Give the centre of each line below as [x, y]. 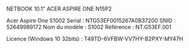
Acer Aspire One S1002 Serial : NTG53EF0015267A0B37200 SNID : [91, 20]
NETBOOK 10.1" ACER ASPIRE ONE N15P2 [59, 9]
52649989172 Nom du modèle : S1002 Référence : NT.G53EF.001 [89, 27]
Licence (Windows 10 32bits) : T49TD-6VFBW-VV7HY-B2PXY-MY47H [95, 39]
